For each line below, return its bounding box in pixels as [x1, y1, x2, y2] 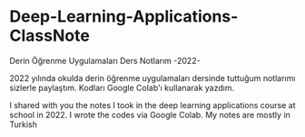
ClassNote [9, 25, 91, 46]
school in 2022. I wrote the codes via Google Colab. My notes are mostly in [9, 109, 290, 120]
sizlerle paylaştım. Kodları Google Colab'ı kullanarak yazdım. [9, 82, 235, 93]
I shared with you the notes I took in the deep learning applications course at [9, 99, 296, 110]
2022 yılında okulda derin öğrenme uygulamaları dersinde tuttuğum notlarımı [9, 72, 296, 83]
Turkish [9, 119, 38, 130]
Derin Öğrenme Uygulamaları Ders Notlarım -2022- [9, 55, 202, 66]
